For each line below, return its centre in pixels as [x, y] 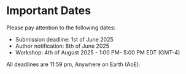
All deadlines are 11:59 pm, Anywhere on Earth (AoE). [73, 64]
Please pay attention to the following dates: [61, 28]
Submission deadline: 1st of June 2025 [64, 39]
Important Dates [48, 11]
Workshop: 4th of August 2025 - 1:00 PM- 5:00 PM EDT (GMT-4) [98, 52]
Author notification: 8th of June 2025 [62, 46]
